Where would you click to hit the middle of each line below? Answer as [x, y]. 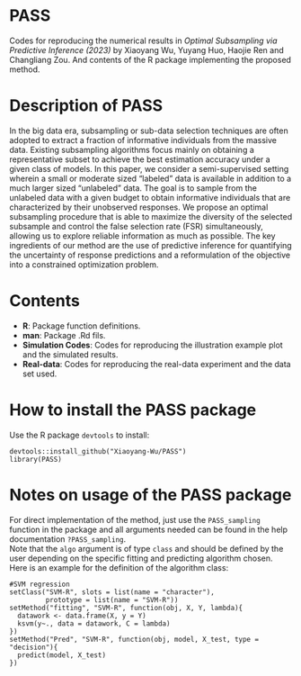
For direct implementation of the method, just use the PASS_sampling [135, 519]
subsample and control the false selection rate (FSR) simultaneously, [136, 226]
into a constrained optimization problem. [84, 264]
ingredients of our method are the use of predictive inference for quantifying [150, 245]
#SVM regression [40, 584]
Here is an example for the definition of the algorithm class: [119, 567]
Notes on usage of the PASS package [150, 495]
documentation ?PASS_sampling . [68, 539]
